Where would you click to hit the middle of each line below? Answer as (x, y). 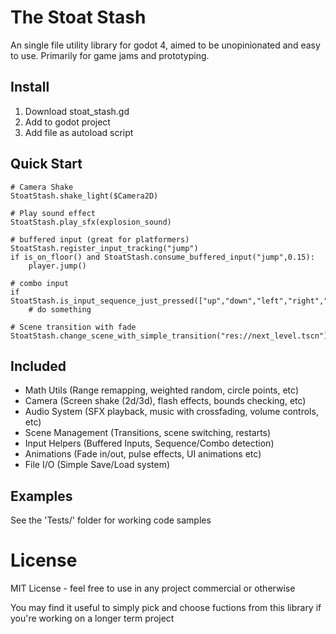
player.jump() (57, 266)
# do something (60, 309)
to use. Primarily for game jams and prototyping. (110, 55)
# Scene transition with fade (73, 327)
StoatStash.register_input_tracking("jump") (104, 248)
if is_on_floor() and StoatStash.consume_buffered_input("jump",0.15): (162, 257)
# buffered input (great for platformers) (100, 239)
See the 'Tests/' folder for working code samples (111, 520)
